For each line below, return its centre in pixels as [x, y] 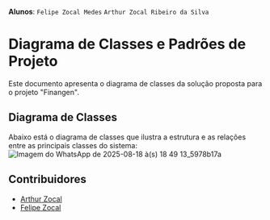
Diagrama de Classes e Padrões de [127, 44]
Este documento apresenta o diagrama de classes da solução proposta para [135, 83]
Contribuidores [47, 179]
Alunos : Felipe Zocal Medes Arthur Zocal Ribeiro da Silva [109, 12]
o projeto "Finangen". [44, 92]
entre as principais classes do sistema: [73, 145]
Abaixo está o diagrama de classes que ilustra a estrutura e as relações [127, 137]
